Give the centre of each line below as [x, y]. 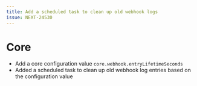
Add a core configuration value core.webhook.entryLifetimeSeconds [99, 64]
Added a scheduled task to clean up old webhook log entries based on [103, 70]
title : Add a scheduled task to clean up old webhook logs [82, 12]
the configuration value [44, 76]
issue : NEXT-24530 [29, 17]
